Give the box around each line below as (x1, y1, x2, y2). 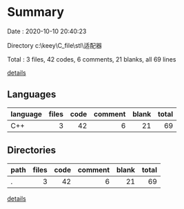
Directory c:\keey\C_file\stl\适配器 (7, 41, 102, 49)
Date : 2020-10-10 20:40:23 (7, 27, 87, 35)
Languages (7, 89, 57, 100)
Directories (7, 145, 57, 156)
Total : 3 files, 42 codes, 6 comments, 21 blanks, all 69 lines (7, 55, 176, 63)
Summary (7, 4, 64, 20)
